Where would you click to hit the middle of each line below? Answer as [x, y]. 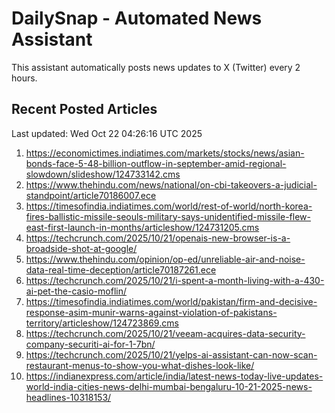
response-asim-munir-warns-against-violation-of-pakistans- [151, 312]
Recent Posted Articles [84, 109]
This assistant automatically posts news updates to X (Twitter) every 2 [156, 67]
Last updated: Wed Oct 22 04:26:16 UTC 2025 [107, 133]
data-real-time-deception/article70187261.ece [121, 269]
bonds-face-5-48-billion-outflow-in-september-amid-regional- [156, 163]
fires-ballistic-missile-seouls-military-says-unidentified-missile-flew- [168, 216]
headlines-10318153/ [68, 397]
